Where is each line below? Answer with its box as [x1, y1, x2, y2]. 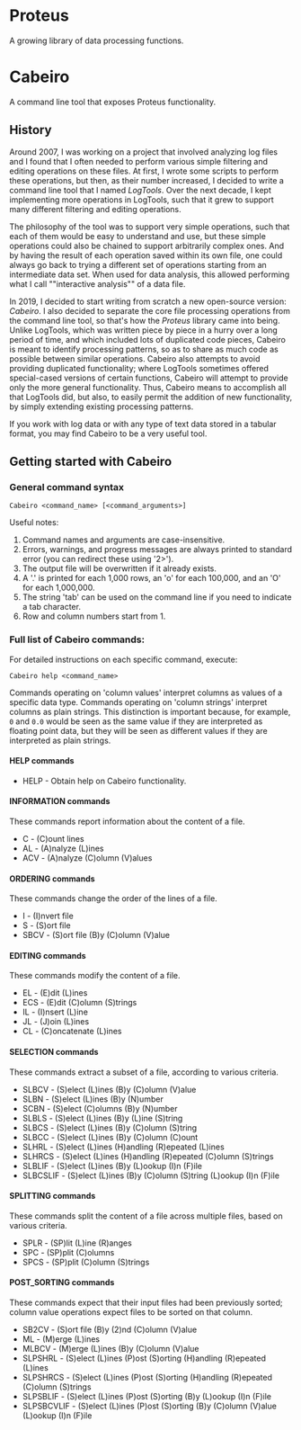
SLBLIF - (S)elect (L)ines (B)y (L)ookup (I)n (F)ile [22, 1160, 202, 1171]
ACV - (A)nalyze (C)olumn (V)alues [22, 853, 153, 863]
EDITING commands [9, 950, 87, 961]
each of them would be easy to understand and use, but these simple [9, 230, 267, 241]
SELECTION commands [9, 1047, 99, 1058]
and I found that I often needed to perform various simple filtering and [9, 156, 268, 166]
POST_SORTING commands [9, 1277, 115, 1288]
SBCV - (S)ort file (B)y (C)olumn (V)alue [22, 930, 171, 941]
